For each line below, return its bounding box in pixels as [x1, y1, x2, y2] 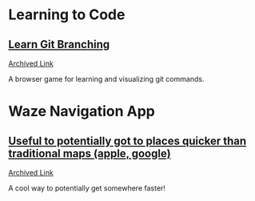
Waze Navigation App [8, 103, 156, 121]
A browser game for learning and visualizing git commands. [8, 74, 205, 83]
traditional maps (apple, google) [8, 147, 171, 160]
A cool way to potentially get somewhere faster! [8, 183, 166, 193]
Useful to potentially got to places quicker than [8, 134, 247, 147]
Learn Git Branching [8, 38, 110, 51]
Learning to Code [8, 6, 126, 24]
